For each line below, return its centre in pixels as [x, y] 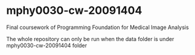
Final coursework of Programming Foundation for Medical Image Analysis [97, 27]
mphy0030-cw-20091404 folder [47, 45]
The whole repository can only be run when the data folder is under [90, 39]
